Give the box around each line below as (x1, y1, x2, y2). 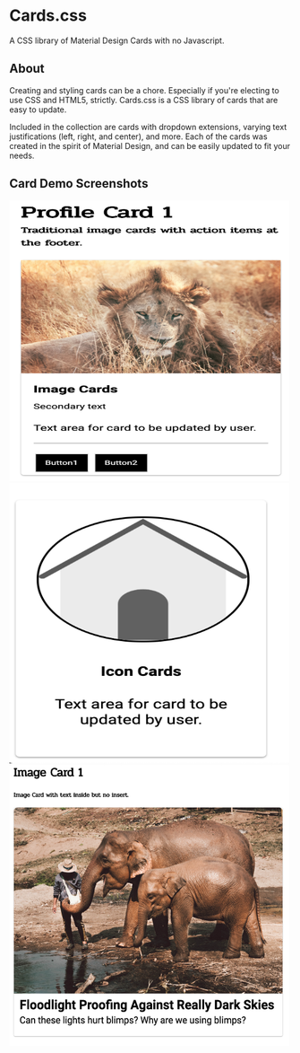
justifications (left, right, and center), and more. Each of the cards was (9, 131, 268, 142)
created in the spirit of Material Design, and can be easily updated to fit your (9, 140, 291, 151)
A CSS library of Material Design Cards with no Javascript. (9, 35, 225, 46)
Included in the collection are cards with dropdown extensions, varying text (9, 121, 287, 132)
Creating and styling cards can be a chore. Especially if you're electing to (9, 84, 279, 95)
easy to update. (9, 104, 67, 115)
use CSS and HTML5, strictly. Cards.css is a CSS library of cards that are (9, 94, 279, 105)
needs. (9, 150, 35, 161)
